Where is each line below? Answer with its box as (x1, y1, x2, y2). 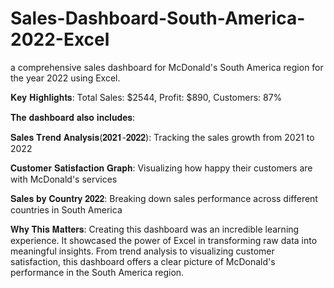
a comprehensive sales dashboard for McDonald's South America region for (10, 61, 324, 73)
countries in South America (10, 203, 123, 216)
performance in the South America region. (10, 266, 185, 278)
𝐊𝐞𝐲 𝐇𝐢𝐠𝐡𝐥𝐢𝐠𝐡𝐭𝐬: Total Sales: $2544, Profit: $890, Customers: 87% (10, 91, 283, 103)
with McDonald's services (10, 173, 118, 185)
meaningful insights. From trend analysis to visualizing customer (10, 245, 275, 257)
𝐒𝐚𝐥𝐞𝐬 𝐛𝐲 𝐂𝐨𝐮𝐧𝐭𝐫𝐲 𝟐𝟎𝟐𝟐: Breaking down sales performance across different (10, 192, 318, 204)
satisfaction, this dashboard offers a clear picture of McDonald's (10, 255, 276, 267)
